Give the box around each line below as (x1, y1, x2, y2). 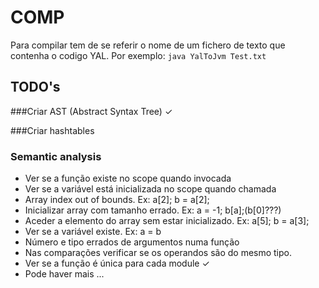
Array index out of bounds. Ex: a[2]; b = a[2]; (24, 194, 210, 206)
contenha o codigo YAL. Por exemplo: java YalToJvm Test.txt (10, 49, 267, 61)
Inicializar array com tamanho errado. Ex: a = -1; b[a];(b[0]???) (24, 204, 282, 216)
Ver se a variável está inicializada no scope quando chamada (24, 183, 277, 195)
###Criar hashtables (10, 124, 95, 136)
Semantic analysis (10, 149, 102, 163)
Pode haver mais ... (24, 268, 105, 280)
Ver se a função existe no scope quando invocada (24, 172, 232, 185)
